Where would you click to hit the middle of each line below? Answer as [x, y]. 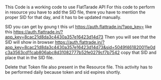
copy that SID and [139, 52]
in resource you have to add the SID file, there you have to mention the [75, 12]
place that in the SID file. [29, 57]
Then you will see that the [130, 37]
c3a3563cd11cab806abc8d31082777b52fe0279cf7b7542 [62, 52]
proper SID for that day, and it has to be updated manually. [63, 17]
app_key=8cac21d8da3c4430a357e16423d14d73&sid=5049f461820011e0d [80, 47]
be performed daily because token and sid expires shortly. [63, 72]
